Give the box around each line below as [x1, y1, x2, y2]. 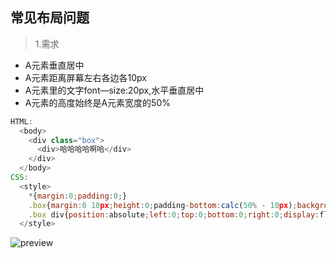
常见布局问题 [10, 9, 90, 27]
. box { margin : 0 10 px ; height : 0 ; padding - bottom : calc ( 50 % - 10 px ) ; [28, 200, 298, 210]
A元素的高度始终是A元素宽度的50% [24, 96, 171, 108]
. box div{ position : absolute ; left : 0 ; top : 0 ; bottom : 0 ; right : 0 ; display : [28, 209, 320, 220]
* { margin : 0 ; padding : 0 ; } [28, 191, 128, 201]
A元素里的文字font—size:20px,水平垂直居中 [24, 84, 205, 96]
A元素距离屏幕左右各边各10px [24, 71, 147, 83]
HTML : [10, 116, 33, 127]
